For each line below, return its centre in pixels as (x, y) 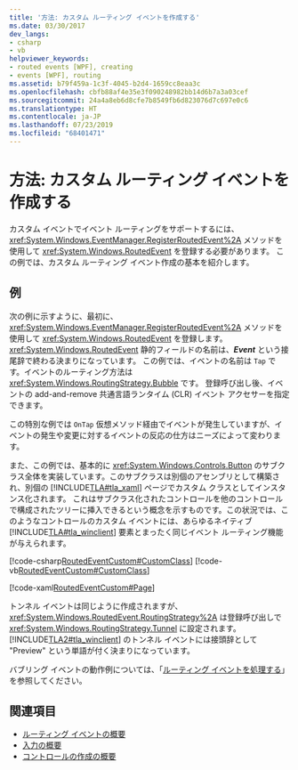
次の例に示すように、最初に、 (64, 316)
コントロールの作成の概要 (69, 757)
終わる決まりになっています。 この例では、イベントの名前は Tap (149, 361)
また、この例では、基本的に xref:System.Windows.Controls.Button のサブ (144, 465)
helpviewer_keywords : (49, 59)
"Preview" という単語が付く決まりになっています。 (102, 650)
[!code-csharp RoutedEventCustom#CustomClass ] (101, 561)
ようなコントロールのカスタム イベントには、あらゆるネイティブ (134, 521)
